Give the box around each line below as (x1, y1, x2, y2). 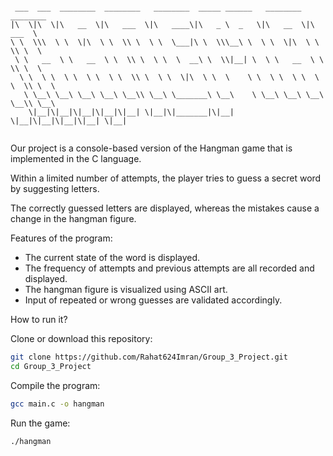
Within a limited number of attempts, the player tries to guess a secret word (10, 172, 322, 184)
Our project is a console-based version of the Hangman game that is (10, 142, 293, 154)
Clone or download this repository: (10, 333, 153, 344)
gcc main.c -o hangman (10, 399, 105, 409)
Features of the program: (10, 232, 113, 244)
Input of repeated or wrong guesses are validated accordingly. (24, 294, 283, 306)
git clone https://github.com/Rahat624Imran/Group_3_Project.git (10, 352, 288, 362)
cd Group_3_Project (10, 361, 92, 371)
